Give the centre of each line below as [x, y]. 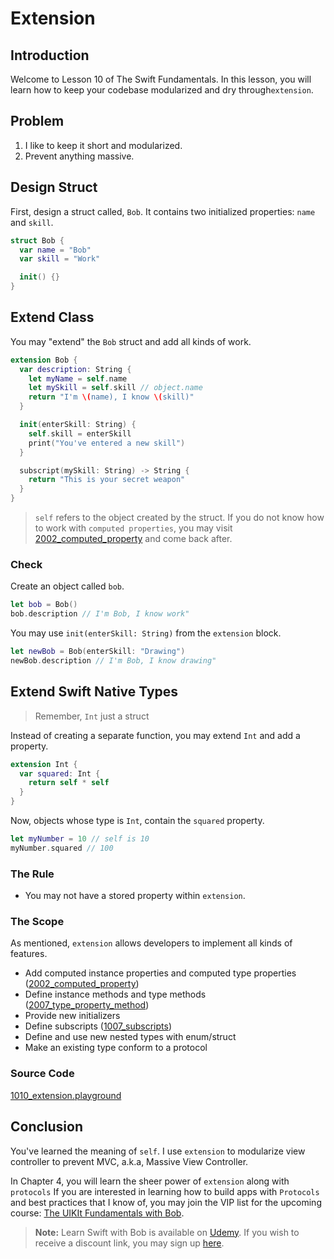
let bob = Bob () [44, 605]
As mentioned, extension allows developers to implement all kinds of [151, 943]
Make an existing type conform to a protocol [116, 1048]
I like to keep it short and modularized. [103, 145]
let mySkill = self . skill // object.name [115, 388]
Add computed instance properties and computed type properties [160, 973]
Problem [37, 121]
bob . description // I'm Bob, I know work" [100, 614]
